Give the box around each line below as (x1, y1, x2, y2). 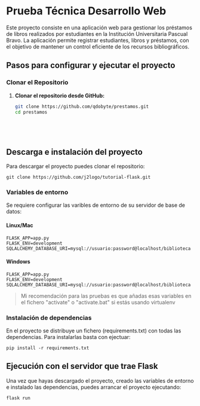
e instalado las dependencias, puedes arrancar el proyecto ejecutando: (6, 383, 181, 390)
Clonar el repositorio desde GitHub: (14, 91, 105, 99)
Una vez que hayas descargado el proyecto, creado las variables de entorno (6, 377, 194, 384)
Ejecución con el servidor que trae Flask (6, 361, 158, 371)
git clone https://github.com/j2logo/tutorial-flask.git (6, 175, 151, 181)
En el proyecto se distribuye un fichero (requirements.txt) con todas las (6, 327, 181, 334)
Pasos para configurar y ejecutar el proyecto (6, 60, 176, 71)
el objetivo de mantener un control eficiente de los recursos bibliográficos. (6, 43, 190, 50)
